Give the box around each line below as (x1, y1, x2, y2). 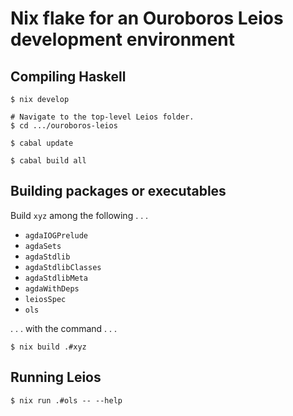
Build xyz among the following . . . (10, 209, 149, 221)
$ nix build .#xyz (10, 342, 87, 352)
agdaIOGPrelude (24, 230, 89, 241)
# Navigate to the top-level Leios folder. (10, 112, 195, 122)
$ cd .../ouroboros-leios (10, 121, 118, 131)
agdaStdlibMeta (24, 273, 89, 283)
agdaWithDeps (24, 283, 80, 294)
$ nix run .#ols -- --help (10, 395, 123, 406)
